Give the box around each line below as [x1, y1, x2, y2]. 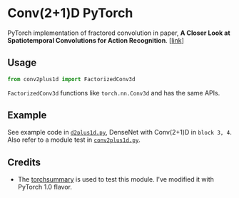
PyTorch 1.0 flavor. [17, 183, 73, 192]
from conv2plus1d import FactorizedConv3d [7, 75, 136, 83]
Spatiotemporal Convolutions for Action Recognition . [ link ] [7, 36, 184, 44]
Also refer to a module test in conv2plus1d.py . [7, 135, 141, 144]
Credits [7, 156, 41, 168]
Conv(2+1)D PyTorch [7, 5, 133, 21]
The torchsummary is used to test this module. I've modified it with [17, 175, 214, 184]
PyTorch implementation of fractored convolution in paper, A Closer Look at [7, 28, 230, 37]
